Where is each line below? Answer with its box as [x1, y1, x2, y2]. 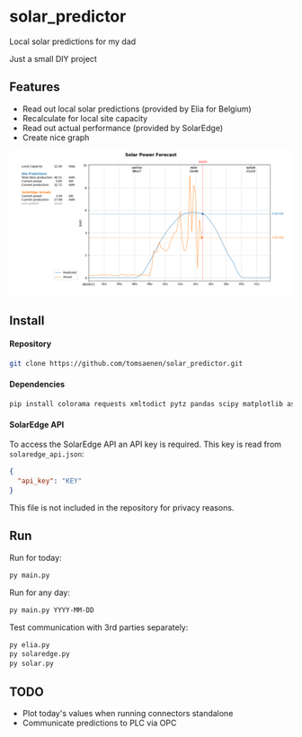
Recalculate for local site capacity [22, 112, 148, 123]
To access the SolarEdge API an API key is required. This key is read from [9, 439, 281, 450]
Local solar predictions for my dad [9, 36, 137, 47]
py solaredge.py [9, 650, 70, 659]
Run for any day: [9, 587, 70, 598]
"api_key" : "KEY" [17, 476, 83, 486]
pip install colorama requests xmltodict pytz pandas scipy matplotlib [9, 400, 283, 409]
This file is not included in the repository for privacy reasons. [9, 502, 235, 513]
